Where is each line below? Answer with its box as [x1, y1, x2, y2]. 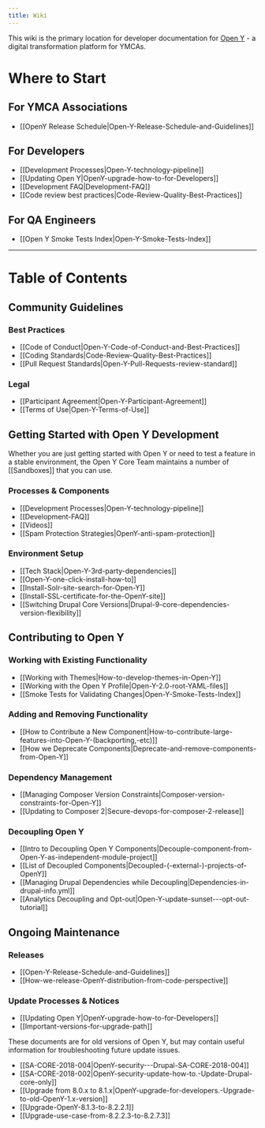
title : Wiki [8, 11, 47, 20]
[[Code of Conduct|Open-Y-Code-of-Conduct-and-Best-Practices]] [19, 343, 241, 352]
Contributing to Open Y [8, 631, 125, 644]
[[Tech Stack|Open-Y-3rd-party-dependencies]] [19, 566, 177, 575]
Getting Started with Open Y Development [8, 428, 219, 441]
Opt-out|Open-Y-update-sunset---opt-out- [110, 894, 250, 904]
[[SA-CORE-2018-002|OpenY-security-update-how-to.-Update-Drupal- [19, 1069, 253, 1078]
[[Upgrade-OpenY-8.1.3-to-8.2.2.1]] [19, 1103, 134, 1112]
